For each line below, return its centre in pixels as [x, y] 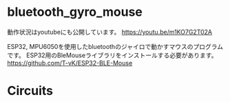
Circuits [30, 91]
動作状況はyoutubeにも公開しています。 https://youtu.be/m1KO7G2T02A [109, 32]
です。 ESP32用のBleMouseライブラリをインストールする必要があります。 [112, 55]
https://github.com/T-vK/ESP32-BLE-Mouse [70, 63]
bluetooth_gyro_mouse [75, 12]
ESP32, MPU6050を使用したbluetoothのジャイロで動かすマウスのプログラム [115, 46]
